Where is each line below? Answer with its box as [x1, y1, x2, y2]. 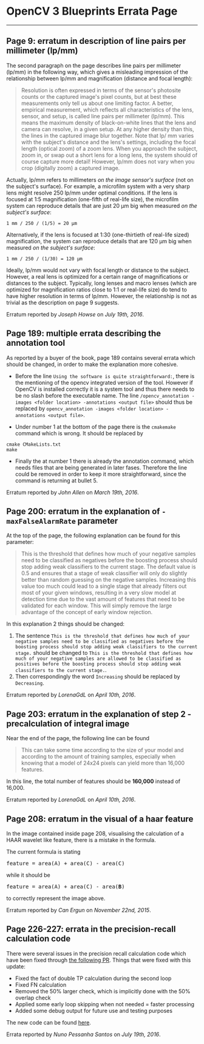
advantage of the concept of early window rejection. [21, 609, 153, 616]
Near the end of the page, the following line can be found [6, 735, 150, 742]
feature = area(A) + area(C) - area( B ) [6, 883, 125, 890]
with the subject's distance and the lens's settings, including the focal [21, 138, 196, 146]
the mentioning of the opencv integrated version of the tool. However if [15, 379, 193, 386]
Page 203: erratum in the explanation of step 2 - [6, 709, 191, 719]
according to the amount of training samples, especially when [21, 753, 176, 760]
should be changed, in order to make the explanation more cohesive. [6, 360, 178, 368]
